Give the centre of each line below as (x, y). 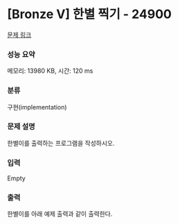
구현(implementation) (37, 107)
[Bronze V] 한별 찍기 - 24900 (89, 14)
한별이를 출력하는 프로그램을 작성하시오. (61, 143)
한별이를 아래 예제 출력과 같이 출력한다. (60, 214)
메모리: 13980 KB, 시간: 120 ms (50, 71)
